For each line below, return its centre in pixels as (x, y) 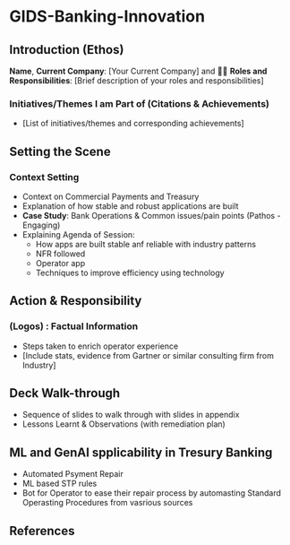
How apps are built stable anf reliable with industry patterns (146, 244)
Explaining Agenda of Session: (79, 234)
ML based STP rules (60, 484)
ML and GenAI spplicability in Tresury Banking (141, 452)
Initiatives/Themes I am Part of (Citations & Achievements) (140, 103)
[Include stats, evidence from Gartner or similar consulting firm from (148, 355)
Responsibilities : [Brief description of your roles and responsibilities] (136, 81)
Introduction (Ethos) (67, 50)
